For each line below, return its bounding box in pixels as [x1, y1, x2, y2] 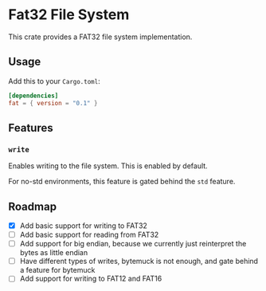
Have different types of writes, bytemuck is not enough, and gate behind [19, 257, 259, 266]
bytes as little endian [19, 248, 88, 258]
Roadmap [8, 199, 57, 213]
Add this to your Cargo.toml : [8, 76, 101, 85]
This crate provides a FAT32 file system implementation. [8, 32, 193, 41]
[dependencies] [8, 92, 59, 100]
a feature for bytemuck [19, 265, 96, 275]
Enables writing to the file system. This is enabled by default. [8, 161, 209, 171]
